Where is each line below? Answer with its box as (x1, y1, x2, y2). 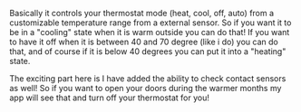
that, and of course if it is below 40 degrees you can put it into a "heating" (9, 46, 286, 57)
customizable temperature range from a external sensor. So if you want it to (9, 17, 292, 28)
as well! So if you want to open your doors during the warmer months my (9, 83, 282, 93)
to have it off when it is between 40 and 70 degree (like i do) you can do (9, 36, 278, 47)
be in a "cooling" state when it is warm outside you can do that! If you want (9, 27, 290, 37)
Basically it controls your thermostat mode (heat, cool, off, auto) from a (9, 8, 275, 18)
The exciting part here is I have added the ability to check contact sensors (9, 73, 286, 84)
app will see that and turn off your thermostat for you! (9, 92, 210, 103)
